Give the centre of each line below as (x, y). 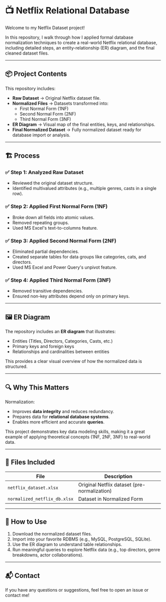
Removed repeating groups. (41, 223)
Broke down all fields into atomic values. (53, 217)
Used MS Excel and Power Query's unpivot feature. (64, 267)
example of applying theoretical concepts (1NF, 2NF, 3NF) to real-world (78, 437)
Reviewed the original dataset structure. (53, 183)
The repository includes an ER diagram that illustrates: (61, 332)
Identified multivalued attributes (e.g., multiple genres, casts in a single (84, 188)
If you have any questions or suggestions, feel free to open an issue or (77, 590)
